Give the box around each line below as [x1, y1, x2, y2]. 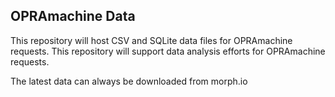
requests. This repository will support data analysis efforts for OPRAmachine [10, 45, 326, 57]
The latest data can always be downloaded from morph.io [10, 75, 248, 87]
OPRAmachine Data [10, 8, 136, 25]
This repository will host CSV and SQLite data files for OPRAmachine [10, 34, 293, 46]
